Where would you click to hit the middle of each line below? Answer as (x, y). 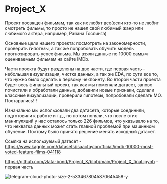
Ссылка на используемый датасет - (43, 141)
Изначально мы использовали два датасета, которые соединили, (75, 110)
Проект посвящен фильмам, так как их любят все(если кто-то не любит (82, 23)
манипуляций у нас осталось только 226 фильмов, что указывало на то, (82, 121)
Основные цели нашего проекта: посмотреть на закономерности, (76, 43)
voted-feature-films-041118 (33, 152)
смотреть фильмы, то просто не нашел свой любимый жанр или (74, 28)
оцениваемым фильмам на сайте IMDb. (47, 59)
